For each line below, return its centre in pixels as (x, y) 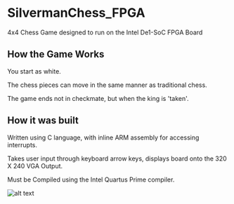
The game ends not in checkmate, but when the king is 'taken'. (98, 98)
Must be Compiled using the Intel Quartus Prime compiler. (91, 179)
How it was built (43, 121)
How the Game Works (56, 54)
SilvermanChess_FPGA (76, 13)
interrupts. (22, 144)
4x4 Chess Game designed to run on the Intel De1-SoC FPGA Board (105, 32)
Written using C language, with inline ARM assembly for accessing (103, 137)
